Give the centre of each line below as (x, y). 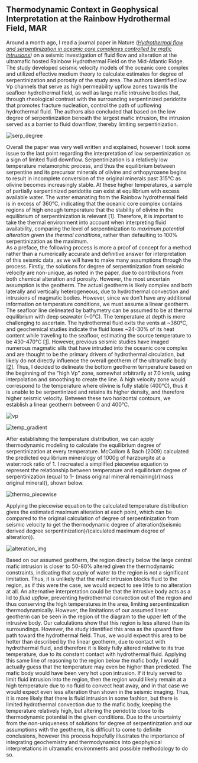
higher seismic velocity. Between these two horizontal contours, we (88, 398)
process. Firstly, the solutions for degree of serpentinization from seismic (95, 266)
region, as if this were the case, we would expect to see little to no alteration (99, 585)
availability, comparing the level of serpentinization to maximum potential (95, 228)
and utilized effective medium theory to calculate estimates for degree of (95, 74)
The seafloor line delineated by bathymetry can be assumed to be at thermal (99, 310)
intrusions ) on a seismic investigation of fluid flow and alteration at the (92, 55)
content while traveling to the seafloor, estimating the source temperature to (99, 335)
